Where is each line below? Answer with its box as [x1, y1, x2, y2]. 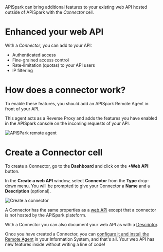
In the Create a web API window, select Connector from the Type [5, 177, 137, 183]
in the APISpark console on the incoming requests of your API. [5, 120, 130, 126]
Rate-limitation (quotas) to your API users [12, 62, 95, 68]
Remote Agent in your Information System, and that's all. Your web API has [5, 236, 155, 242]
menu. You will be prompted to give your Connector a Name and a [17, 183, 150, 189]
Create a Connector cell [5, 147, 103, 158]
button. [5, 168, 19, 174]
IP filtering [12, 67, 33, 73]
